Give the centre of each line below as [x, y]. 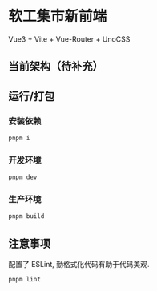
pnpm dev [23, 177]
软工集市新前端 [58, 16]
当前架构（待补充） [56, 66]
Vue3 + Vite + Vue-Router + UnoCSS [69, 39]
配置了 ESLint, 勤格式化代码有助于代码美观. [79, 265]
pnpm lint [25, 280]
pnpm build [26, 216]
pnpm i [19, 138]
